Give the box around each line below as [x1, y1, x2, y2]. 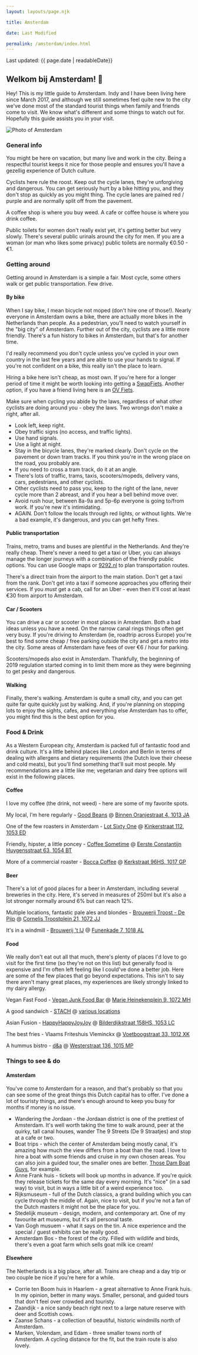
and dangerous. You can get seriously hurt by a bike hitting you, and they [6, 185, 184, 192]
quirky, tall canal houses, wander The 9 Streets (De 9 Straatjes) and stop [14, 1128, 192, 1135]
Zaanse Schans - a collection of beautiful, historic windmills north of [14, 1317, 181, 1324]
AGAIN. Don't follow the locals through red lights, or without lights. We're [14, 509, 192, 517]
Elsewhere [6, 1254, 32, 1262]
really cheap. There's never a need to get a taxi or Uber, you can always [6, 549, 181, 556]
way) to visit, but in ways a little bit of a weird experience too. [14, 1184, 164, 1191]
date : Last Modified [6, 30, 57, 36]
